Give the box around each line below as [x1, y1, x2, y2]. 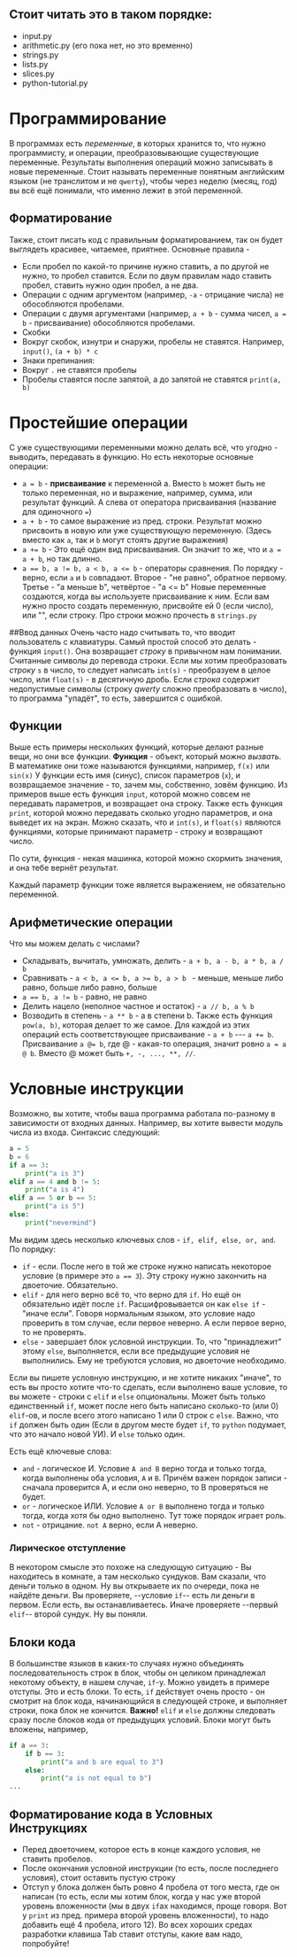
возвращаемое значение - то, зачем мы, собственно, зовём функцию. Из [9, 780, 288, 790]
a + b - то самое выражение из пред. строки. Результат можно [21, 516, 263, 526]
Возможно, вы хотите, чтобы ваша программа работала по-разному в [9, 1108, 276, 1119]
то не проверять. [21, 1326, 87, 1337]
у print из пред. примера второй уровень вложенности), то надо [21, 1909, 270, 1921]
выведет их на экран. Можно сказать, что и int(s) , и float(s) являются [9, 817, 281, 827]
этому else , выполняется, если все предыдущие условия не [21, 1346, 250, 1356]
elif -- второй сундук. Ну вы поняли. [9, 1609, 148, 1619]
